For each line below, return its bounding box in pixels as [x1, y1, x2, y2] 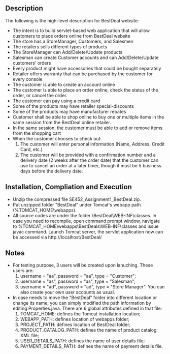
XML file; [20, 333, 39, 339]
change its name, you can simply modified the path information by [12, 300, 151, 306]
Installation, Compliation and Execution [5, 183, 132, 191]
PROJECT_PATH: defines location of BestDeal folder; [20, 321, 131, 328]
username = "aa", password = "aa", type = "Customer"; [20, 273, 136, 279]
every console [12, 76, 43, 82]
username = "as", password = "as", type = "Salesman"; [20, 278, 136, 284]
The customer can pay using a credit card [12, 98, 100, 104]
